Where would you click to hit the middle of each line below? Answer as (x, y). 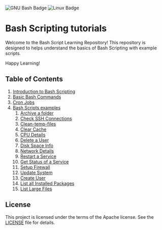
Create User (33, 178)
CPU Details (33, 134)
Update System (36, 172)
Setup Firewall (35, 167)
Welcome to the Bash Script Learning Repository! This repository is (75, 42)
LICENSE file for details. (30, 222)
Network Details (37, 151)
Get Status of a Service (44, 162)
